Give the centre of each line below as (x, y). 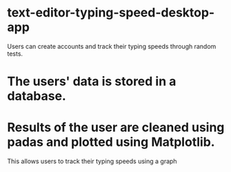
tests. (15, 54)
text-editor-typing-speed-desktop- (111, 13)
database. (37, 96)
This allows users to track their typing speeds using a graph (92, 161)
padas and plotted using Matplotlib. (111, 142)
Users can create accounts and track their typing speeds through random (112, 46)
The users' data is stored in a (92, 82)
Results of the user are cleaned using (116, 128)
